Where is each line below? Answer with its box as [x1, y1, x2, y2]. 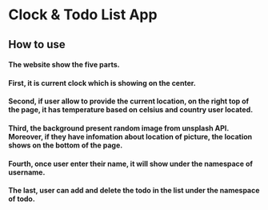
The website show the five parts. [8, 60, 120, 70]
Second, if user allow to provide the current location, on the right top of [8, 96, 250, 106]
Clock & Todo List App [8, 6, 158, 24]
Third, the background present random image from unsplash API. [8, 123, 230, 133]
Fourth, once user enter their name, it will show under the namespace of [8, 159, 254, 168]
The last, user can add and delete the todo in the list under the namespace [8, 186, 260, 196]
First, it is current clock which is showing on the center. [8, 78, 196, 87]
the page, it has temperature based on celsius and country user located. [8, 105, 254, 115]
